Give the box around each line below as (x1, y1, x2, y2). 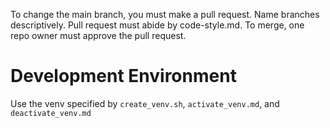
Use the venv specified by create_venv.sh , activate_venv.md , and (10, 97, 280, 109)
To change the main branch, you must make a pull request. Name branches (10, 9, 320, 20)
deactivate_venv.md (10, 108, 92, 118)
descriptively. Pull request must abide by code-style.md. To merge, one (10, 19, 305, 31)
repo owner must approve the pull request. (10, 30, 187, 41)
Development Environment (10, 65, 237, 88)
